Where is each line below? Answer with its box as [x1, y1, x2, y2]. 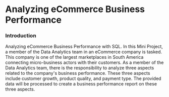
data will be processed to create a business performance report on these [5, 81, 157, 87]
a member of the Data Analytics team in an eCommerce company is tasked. [5, 49, 162, 55]
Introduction [5, 32, 36, 39]
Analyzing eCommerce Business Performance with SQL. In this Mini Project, [5, 44, 163, 50]
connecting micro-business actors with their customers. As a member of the [5, 59, 164, 66]
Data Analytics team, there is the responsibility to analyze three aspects [5, 65, 154, 71]
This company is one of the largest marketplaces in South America [5, 54, 144, 60]
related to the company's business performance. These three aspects [5, 70, 150, 76]
